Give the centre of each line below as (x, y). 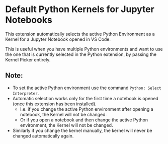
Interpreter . (26, 93)
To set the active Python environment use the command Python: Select (87, 88)
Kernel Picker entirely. (28, 59)
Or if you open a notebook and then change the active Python (84, 120)
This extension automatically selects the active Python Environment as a (80, 34)
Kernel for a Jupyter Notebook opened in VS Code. (58, 39)
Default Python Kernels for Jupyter (80, 9)
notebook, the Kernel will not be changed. (63, 114)
